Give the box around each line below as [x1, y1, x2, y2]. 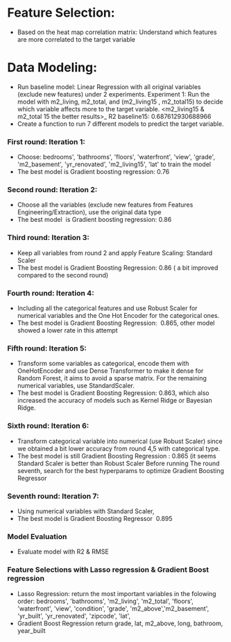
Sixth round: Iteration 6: [7, 421, 89, 431]
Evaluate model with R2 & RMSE [17, 547, 109, 556]
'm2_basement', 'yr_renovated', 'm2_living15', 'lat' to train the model [17, 160, 212, 168]
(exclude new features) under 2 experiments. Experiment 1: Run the [17, 90, 210, 98]
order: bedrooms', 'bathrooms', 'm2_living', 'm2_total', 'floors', [17, 597, 194, 605]
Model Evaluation [7, 531, 67, 541]
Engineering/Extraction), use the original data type [17, 208, 162, 216]
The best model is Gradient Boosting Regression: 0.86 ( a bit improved [17, 263, 219, 272]
